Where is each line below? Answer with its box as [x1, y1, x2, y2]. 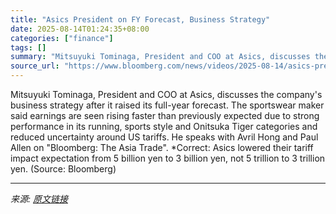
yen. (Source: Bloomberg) [10, 163, 117, 175]
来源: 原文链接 [10, 193, 68, 205]
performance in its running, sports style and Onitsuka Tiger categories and [10, 121, 318, 132]
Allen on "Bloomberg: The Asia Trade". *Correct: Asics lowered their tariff [10, 142, 314, 153]
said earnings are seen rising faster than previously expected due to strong [10, 110, 320, 121]
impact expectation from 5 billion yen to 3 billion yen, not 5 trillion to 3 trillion [10, 152, 326, 164]
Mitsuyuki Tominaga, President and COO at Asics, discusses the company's [10, 89, 323, 100]
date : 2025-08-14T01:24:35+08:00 [10, 24, 150, 34]
